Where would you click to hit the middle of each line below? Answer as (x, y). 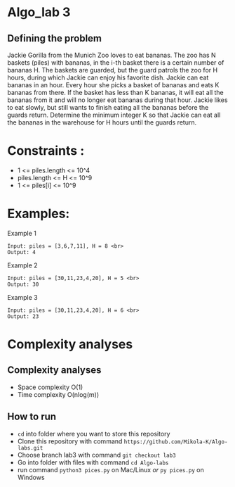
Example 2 (22, 265)
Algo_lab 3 (39, 12)
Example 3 (22, 297)
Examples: (39, 214)
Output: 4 (22, 252)
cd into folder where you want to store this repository (94, 434)
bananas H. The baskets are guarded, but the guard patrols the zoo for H (113, 70)
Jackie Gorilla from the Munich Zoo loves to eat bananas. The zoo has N (112, 55)
